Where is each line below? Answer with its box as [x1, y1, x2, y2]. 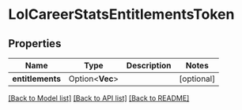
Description [126, 60, 172, 71]
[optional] [179, 73, 216, 84]
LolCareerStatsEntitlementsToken [8, 5, 235, 24]
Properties [8, 37, 62, 50]
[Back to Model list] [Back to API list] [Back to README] [8, 93, 190, 103]
